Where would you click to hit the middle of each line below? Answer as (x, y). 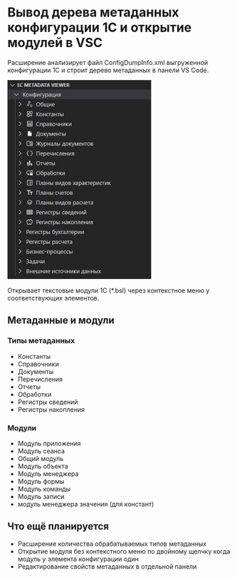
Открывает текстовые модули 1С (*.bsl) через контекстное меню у (109, 290)
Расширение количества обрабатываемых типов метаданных (112, 544)
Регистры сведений (48, 402)
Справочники (38, 364)
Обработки (35, 394)
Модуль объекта (43, 466)
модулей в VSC (55, 43)
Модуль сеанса (41, 451)
